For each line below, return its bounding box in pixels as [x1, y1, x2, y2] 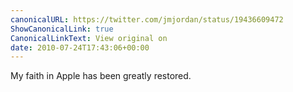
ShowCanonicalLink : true [10, 24, 114, 34]
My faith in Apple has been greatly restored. [10, 70, 192, 82]
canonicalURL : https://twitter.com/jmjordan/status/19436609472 [10, 14, 284, 25]
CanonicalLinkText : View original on [10, 33, 168, 43]
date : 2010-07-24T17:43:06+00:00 [10, 42, 150, 53]
